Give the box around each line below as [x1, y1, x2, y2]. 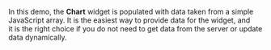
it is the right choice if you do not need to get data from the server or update [8, 24, 263, 33]
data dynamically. [8, 32, 67, 42]
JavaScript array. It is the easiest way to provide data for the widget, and [8, 15, 251, 25]
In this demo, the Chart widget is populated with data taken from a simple [8, 7, 254, 16]
